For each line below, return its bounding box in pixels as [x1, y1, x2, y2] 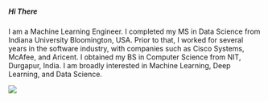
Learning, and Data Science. [8, 69, 103, 79]
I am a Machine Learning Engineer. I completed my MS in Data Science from [8, 27, 261, 36]
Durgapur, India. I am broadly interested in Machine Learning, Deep [8, 60, 231, 70]
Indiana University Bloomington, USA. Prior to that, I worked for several [8, 35, 244, 44]
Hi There [8, 6, 38, 16]
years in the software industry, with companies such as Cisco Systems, [8, 43, 245, 53]
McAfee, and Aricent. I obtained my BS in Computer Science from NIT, [8, 52, 241, 62]
